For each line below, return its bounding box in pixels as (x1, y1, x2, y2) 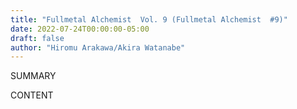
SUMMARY (10, 70, 57, 82)
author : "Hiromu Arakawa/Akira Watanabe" (10, 42, 186, 53)
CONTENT (10, 89, 54, 101)
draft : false (10, 33, 65, 43)
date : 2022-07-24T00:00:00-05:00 (10, 24, 150, 34)
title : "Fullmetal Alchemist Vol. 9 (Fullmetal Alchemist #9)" (10, 14, 288, 25)
